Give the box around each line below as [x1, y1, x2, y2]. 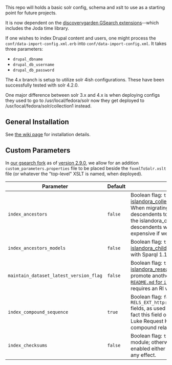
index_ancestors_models [8, 245, 66, 251]
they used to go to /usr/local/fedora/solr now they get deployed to [5, 97, 145, 103]
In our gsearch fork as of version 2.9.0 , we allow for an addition [5, 160, 139, 166]
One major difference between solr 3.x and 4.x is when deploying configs [5, 92, 160, 98]
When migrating [130, 204, 169, 211]
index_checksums [8, 342, 48, 348]
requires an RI [130, 285, 164, 292]
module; [130, 338, 150, 346]
